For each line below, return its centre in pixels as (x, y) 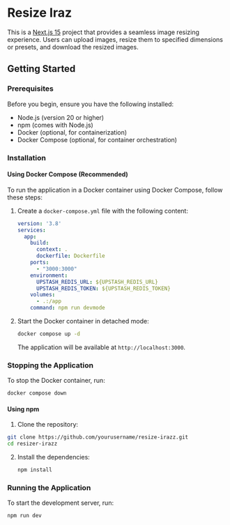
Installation (27, 158)
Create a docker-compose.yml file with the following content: (102, 211)
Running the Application (49, 487)
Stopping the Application (51, 365)
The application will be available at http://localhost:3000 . (101, 347)
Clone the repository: (48, 425)
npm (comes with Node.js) (55, 125)
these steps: (25, 197)
